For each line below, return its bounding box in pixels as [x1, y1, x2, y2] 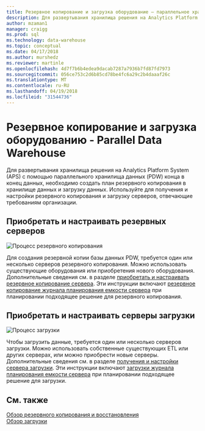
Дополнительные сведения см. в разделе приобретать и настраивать [6, 273, 190, 280]
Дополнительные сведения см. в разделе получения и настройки [6, 358, 179, 365]
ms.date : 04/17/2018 [6, 49, 59, 55]
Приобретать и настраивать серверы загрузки [6, 310, 195, 321]
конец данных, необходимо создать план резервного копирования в [6, 179, 186, 187]
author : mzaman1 [6, 20, 48, 26]
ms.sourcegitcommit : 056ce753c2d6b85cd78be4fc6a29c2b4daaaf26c [6, 71, 171, 77]
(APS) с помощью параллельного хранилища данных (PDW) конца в [6, 173, 185, 180]
